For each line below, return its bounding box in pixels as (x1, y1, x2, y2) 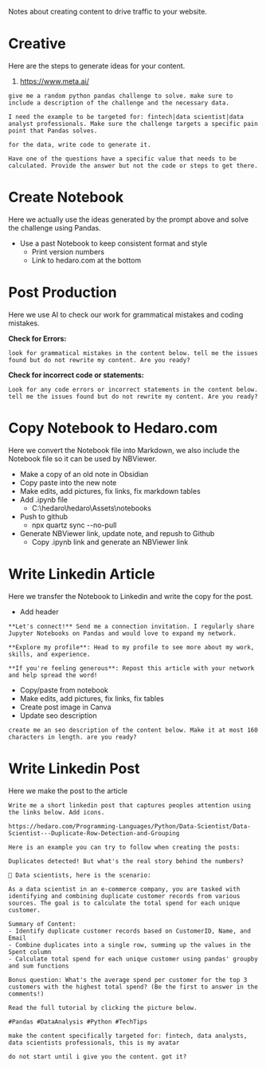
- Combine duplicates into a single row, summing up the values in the (8, 941, 251, 949)
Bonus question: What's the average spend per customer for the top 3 (8, 976, 248, 984)
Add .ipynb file (19, 495, 68, 504)
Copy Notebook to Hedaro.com (8, 419, 218, 437)
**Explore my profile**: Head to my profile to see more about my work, (8, 643, 255, 651)
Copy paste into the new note (19, 478, 117, 487)
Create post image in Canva (19, 702, 111, 712)
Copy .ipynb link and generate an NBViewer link (31, 537, 189, 546)
